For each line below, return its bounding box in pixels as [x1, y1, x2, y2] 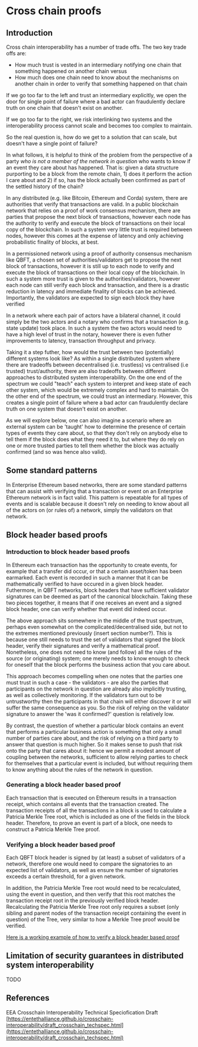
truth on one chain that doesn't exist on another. [6, 104, 124, 111]
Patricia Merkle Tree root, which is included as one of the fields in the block [6, 813, 190, 820]
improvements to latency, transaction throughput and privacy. [6, 337, 156, 344]
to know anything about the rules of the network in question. [6, 766, 154, 773]
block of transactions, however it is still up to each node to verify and [6, 263, 174, 269]
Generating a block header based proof [6, 781, 121, 789]
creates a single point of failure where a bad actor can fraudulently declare [6, 399, 189, 406]
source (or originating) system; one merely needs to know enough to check [6, 654, 190, 662]
